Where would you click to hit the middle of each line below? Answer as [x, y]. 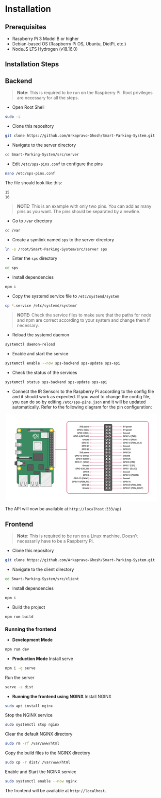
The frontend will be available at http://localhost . [56, 790]
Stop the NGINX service [29, 715]
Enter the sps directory [35, 258]
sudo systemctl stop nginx [32, 725]
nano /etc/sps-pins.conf [30, 173]
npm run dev [17, 649]
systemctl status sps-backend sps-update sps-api [56, 382]
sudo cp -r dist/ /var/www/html [38, 762]
